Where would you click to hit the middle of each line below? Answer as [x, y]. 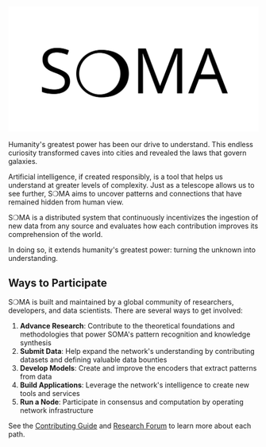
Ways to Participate [58, 283]
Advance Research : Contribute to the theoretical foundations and [127, 326]
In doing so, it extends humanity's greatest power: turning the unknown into [132, 250]
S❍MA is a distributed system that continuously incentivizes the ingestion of [133, 217]
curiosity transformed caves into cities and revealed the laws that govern [127, 153]
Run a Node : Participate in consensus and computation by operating [131, 402]
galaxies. [23, 161]
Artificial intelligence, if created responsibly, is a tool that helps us [116, 177]
